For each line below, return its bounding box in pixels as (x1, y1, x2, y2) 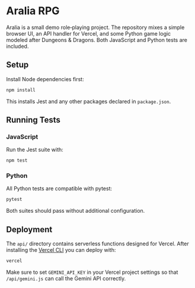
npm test (6, 158, 28, 164)
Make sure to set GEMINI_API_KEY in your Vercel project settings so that (6, 268, 178, 276)
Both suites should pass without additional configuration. (6, 207, 145, 215)
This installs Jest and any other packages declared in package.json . (6, 98, 171, 105)
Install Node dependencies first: (6, 75, 84, 82)
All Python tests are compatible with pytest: (6, 185, 113, 192)
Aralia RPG (6, 4, 60, 18)
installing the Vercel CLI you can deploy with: (6, 247, 116, 254)
